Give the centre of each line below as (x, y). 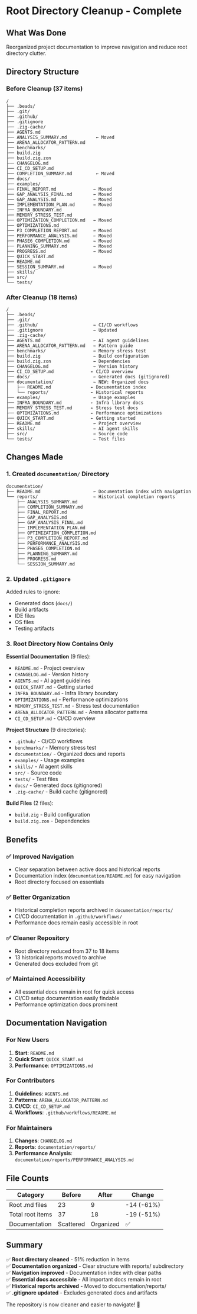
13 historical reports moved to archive (60, 957)
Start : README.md (34, 1053)
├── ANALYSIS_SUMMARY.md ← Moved (60, 137)
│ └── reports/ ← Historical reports (75, 392)
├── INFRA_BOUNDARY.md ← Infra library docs (75, 403)
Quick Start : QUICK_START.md (49, 1059)
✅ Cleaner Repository (38, 938)
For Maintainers (29, 1127)
